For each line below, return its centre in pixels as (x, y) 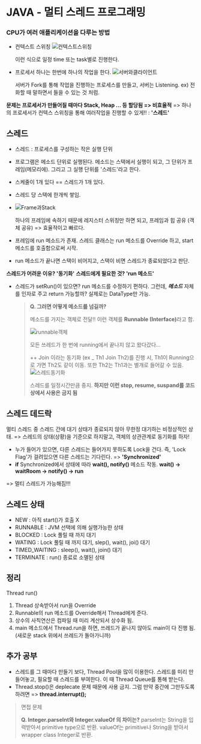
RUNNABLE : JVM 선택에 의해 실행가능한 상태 (69, 527)
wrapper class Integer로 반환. (57, 734)
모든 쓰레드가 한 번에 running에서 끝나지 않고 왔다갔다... (95, 345)
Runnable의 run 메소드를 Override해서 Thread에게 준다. (81, 613)
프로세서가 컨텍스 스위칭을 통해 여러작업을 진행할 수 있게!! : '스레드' (91, 113)
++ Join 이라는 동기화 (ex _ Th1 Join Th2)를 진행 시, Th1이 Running (110, 358)
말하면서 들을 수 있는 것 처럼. (66, 92)
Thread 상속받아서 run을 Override (55, 605)
